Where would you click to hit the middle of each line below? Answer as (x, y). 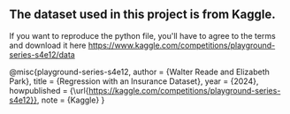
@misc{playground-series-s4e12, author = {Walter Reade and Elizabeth (139, 72)
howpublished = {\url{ (49, 90)
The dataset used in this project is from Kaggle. (142, 15)
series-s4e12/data (42, 54)
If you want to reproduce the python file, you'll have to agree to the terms (142, 35)
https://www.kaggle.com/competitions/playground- (182, 45)
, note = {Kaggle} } (71, 100)
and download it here (48, 45)
